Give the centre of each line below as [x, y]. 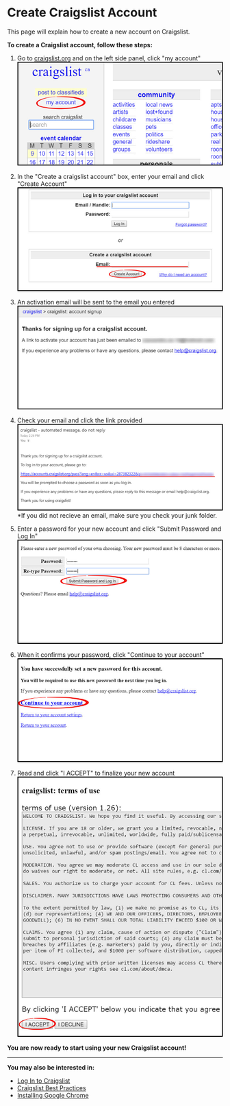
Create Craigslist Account [82, 13]
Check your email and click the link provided [79, 420]
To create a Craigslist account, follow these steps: [80, 45]
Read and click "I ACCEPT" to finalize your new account [96, 773]
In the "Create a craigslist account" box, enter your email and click [111, 177]
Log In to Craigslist [43, 1081]
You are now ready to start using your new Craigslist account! [97, 1048]
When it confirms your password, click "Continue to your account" [111, 654]
